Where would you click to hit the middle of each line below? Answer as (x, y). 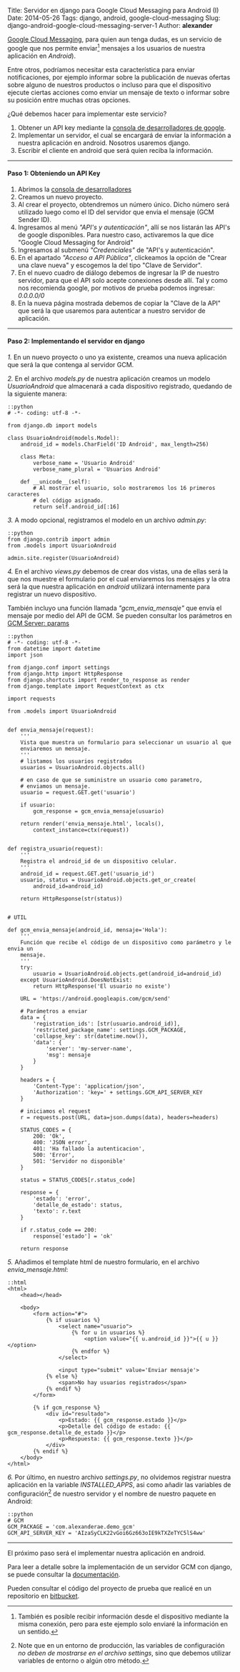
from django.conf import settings (59, 668)
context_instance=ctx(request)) (81, 830)
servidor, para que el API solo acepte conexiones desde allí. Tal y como (123, 280)
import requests (31, 699)
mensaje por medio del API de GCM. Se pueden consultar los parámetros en (120, 616)
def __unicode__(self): (56, 482)
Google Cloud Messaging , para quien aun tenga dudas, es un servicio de (115, 39)
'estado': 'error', (62, 1199)
